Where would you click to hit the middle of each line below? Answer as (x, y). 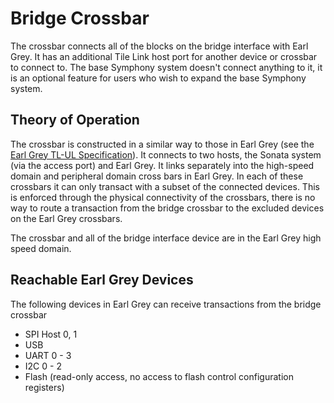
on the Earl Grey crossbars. (66, 218)
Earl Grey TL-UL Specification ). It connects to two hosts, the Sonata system (166, 154)
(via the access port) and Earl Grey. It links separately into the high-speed (162, 165)
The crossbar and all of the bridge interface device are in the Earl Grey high (166, 238)
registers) (44, 387)
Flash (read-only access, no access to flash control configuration (159, 376)
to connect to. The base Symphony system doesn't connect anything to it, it (166, 67)
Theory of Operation (75, 120)
